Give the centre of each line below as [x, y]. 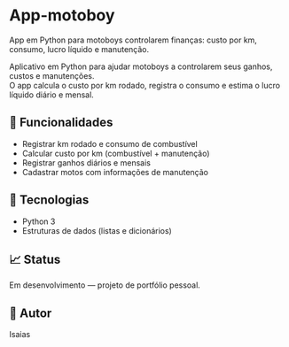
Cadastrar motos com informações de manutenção [115, 172]
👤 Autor [31, 313]
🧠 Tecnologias [49, 200]
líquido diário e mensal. [52, 95]
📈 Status [35, 259]
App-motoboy [62, 15]
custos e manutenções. [52, 75]
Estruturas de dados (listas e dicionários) [97, 230]
